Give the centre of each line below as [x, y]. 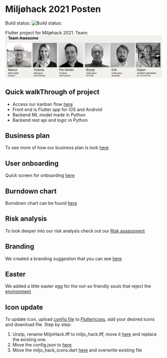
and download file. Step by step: [38, 325]
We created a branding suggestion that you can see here [64, 259]
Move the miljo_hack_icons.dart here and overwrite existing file [77, 350]
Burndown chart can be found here [41, 203]
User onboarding [32, 163]
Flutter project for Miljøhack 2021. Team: [47, 32]
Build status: [18, 23]
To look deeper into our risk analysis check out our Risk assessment [75, 231]
